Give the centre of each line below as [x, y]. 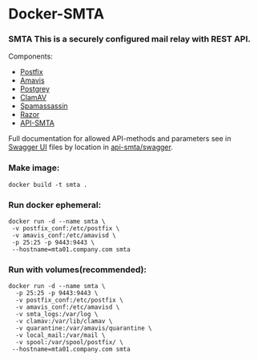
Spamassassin [44, 106]
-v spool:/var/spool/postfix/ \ [70, 343]
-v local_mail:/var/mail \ [60, 335]
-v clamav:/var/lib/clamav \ [64, 322]
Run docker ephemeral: [55, 205]
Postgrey [35, 89]
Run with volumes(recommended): [77, 270]
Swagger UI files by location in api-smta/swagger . [91, 147]
